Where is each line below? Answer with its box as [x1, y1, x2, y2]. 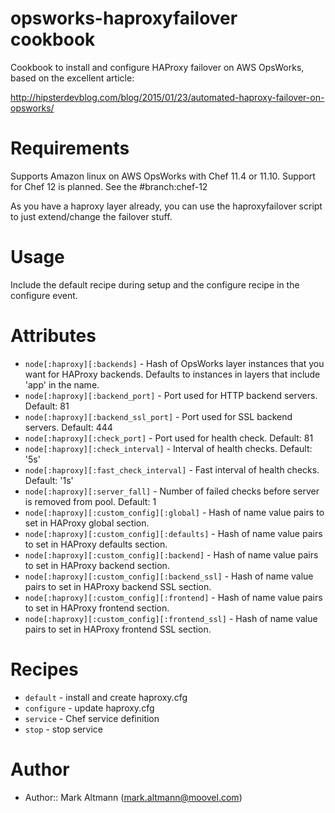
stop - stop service [24, 723, 103, 735]
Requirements [10, 137, 130, 160]
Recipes [10, 658, 79, 681]
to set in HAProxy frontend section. [24, 602, 170, 614]
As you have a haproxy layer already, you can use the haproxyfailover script [10, 200, 323, 212]
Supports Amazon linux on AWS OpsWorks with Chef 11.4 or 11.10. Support [10, 170, 316, 182]
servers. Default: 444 [24, 421, 113, 433]
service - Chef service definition [24, 712, 160, 724]
